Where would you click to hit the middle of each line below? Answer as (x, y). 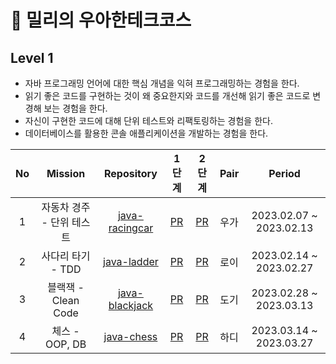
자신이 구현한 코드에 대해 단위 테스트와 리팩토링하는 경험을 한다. (148, 120)
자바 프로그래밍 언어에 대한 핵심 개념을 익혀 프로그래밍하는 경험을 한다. (162, 83)
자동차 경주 (66, 207)
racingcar (131, 228)
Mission (66, 173)
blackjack (131, 305)
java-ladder (131, 261)
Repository (130, 173)
